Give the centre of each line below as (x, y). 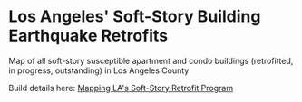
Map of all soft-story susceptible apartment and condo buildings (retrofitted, (151, 60)
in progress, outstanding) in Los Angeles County (99, 70)
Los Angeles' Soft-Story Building (135, 17)
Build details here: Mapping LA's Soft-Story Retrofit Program (121, 88)
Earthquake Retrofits (88, 36)
